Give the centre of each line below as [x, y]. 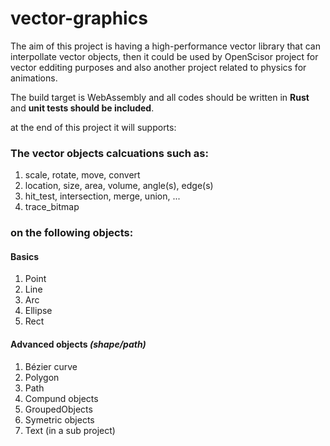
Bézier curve [51, 366]
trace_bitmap [52, 207]
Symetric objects [59, 419]
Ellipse [38, 311]
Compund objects [61, 398]
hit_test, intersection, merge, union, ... [102, 196]
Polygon [42, 377]
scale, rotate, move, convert [82, 175]
